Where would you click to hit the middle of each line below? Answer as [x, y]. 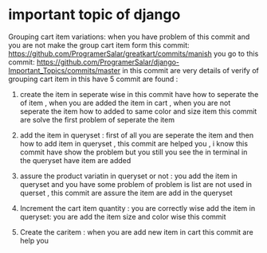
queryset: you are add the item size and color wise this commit [123, 216]
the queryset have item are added [75, 160]
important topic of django [94, 15]
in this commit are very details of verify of [190, 70]
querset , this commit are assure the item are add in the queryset [126, 193]
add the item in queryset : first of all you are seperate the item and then [137, 135]
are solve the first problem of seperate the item [97, 119]
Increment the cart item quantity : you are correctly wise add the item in [137, 208]
